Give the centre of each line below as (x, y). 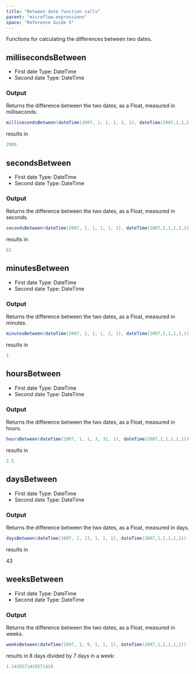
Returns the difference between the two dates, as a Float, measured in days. (98, 527)
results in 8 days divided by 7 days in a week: (61, 656)
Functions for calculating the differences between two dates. (79, 39)
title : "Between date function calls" (53, 11)
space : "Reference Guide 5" (40, 22)
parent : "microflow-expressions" (47, 17)
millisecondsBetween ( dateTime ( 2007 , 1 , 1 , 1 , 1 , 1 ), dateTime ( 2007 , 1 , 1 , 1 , (99, 123)
